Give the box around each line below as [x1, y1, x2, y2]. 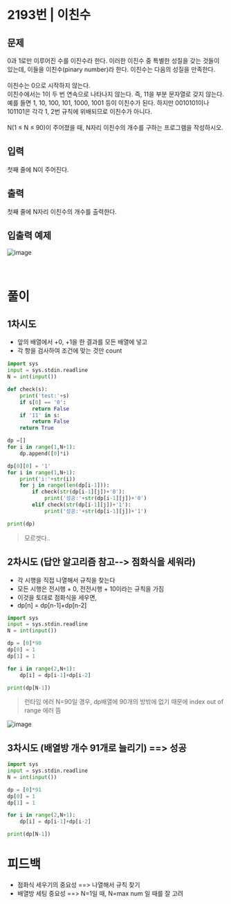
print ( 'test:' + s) [19, 392, 70, 399]
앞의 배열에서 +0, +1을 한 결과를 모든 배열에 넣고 [17, 338, 147, 346]
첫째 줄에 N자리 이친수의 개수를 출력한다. [7, 207, 118, 216]
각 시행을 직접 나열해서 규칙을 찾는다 [17, 576, 115, 584]
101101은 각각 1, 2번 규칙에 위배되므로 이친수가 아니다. [7, 108, 153, 115]
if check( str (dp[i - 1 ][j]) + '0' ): [32, 488, 126, 496]
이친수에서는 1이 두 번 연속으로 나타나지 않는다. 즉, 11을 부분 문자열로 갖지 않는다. [7, 90, 225, 98]
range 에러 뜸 [24, 706, 62, 714]
